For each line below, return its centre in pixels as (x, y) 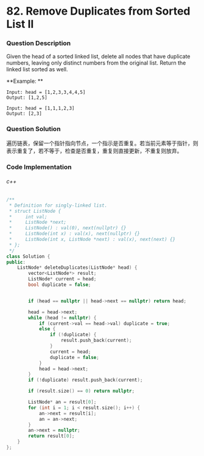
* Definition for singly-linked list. (58, 205)
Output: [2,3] (24, 114)
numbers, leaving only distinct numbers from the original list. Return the (96, 63)
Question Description (39, 43)
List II (20, 24)
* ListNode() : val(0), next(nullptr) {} (68, 228)
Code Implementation (39, 167)
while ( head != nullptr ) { (62, 318)
